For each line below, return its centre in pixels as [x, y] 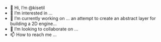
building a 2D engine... [33, 23]
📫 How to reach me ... [33, 34]
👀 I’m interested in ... [31, 13]
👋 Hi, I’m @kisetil [27, 8]
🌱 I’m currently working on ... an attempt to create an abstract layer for [83, 18]
